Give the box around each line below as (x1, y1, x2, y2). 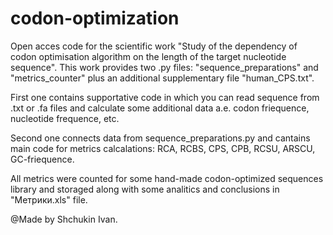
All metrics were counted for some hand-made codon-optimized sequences (10, 172, 324, 184)
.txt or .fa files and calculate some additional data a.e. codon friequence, (10, 102, 310, 114)
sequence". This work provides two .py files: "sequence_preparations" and (10, 61, 319, 73)
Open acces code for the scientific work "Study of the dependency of (10, 40, 298, 52)
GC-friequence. (10, 153, 75, 165)
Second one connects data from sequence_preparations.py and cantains (10, 132, 311, 144)
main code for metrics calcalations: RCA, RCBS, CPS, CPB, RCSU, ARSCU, (10, 142, 316, 154)
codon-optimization (10, 7, 180, 30)
